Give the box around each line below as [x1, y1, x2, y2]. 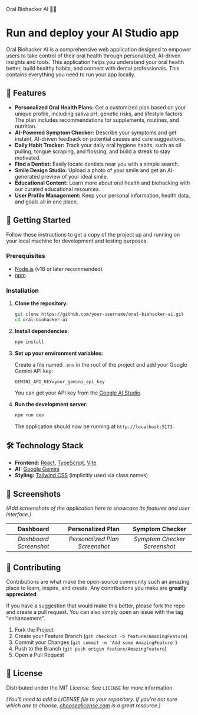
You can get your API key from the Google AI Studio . [14, 389, 142, 396]
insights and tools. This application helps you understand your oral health [6, 58, 184, 65]
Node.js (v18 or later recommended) [14, 265, 103, 272]
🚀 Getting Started [6, 215, 71, 225]
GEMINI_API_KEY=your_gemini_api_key [14, 378, 105, 384]
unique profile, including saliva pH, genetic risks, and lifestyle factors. [14, 110, 184, 117]
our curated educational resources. [14, 185, 100, 192]
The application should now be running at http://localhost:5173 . [14, 423, 174, 430]
